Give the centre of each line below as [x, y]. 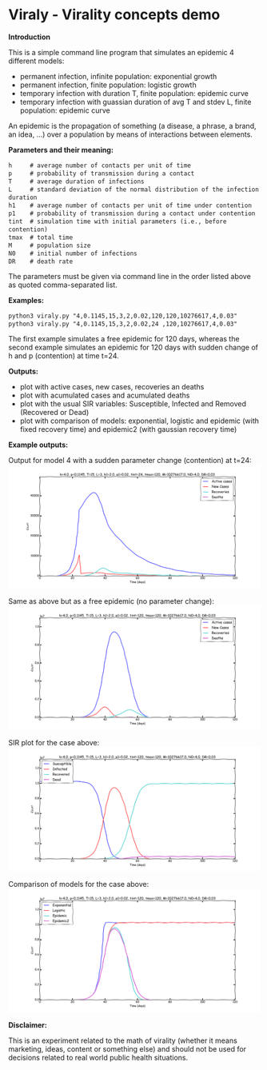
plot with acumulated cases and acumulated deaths [105, 395]
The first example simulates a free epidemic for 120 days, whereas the [124, 338]
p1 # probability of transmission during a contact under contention [132, 214]
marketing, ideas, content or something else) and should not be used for [127, 1049]
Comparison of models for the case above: [79, 884]
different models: [36, 61]
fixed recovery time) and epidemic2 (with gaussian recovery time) [128, 429]
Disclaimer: [28, 1025]
